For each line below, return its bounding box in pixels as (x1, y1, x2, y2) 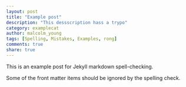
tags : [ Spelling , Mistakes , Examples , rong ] (6, 36, 117, 42)
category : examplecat (6, 25, 59, 31)
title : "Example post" (6, 14, 62, 20)
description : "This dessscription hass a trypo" (6, 19, 128, 25)
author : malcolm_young (6, 31, 62, 36)
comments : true (6, 42, 44, 48)
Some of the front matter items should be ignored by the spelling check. (6, 74, 181, 81)
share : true (6, 47, 35, 53)
